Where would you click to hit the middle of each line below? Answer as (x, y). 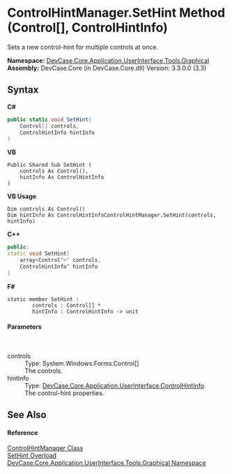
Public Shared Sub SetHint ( (49, 165)
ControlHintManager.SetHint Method (116, 13)
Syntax (23, 90)
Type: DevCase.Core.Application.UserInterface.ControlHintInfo (114, 385)
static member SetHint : (43, 299)
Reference (23, 432)
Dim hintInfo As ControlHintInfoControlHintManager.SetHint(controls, (112, 215)
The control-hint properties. (64, 393)
